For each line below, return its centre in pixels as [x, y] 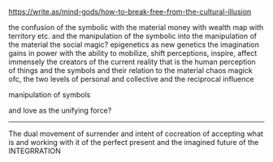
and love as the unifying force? [60, 110]
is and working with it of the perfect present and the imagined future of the [134, 142]
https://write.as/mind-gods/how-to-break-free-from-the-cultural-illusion [130, 12]
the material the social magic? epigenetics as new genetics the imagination [134, 45]
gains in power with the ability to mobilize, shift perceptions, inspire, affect [133, 53]
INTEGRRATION [35, 151]
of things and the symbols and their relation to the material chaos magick [131, 70]
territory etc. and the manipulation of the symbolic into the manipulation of [133, 36]
